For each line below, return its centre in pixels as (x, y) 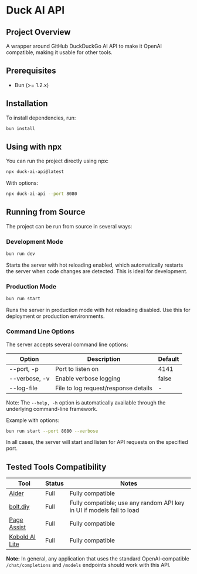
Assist (18, 527)
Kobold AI (23, 537)
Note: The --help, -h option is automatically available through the (86, 402)
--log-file (23, 388)
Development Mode (35, 241)
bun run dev (21, 254)
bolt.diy (19, 507)
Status (55, 483)
